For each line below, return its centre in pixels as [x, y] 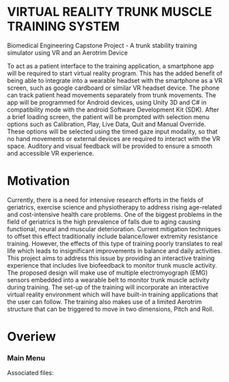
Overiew [31, 337]
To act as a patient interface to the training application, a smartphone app [110, 66]
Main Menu [26, 358]
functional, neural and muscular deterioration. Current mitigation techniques [114, 229]
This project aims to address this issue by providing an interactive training [111, 258]
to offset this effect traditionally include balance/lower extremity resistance [112, 236]
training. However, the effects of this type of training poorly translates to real [115, 243]
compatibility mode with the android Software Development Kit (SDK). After [113, 110]
